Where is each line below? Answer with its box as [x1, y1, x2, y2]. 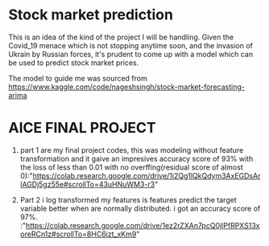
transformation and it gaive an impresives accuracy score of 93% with [19, 154, 254, 163]
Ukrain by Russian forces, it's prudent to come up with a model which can [8, 49, 254, 59]
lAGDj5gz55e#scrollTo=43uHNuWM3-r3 [19, 179, 155, 189]
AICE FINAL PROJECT [8, 119, 157, 137]
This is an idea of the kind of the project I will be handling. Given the [8, 32, 234, 42]
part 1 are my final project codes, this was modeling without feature [19, 145, 244, 154]
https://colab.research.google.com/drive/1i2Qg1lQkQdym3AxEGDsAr [32, 170, 261, 180]
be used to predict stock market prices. [8, 58, 139, 68]
